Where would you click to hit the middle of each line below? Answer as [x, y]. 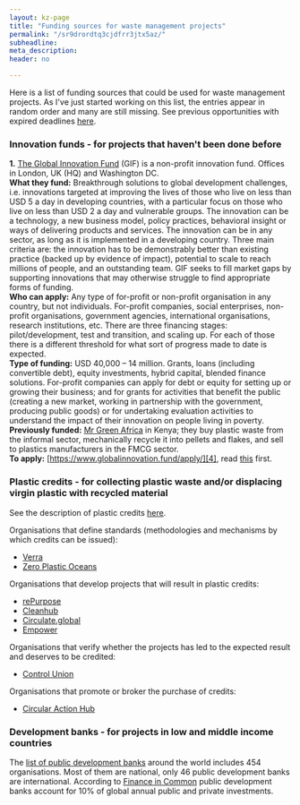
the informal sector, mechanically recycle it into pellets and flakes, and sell [146, 440]
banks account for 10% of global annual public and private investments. [141, 791]
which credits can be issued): [64, 539]
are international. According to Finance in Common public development [141, 781]
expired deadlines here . [53, 121]
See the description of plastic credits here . [88, 512]
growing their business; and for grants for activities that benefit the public [145, 392]
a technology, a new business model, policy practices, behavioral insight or [148, 221]
